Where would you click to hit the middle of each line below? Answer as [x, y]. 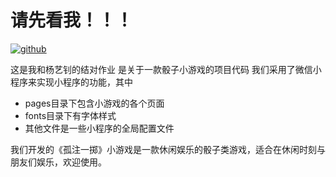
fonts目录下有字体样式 [70, 115]
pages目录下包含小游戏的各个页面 [94, 103]
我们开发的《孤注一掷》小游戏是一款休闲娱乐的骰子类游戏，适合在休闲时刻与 [168, 149]
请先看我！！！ [72, 20]
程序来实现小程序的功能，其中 [71, 82]
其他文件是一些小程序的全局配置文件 [99, 128]
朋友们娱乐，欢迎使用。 [58, 162]
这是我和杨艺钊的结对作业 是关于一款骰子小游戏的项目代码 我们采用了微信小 [166, 69]
